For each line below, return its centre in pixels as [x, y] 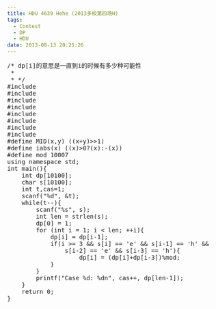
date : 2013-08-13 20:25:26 [45, 45]
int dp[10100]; [47, 175]
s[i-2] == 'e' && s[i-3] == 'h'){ [122, 251]
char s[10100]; [47, 182]
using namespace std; [43, 162]
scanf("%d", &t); [51, 196]
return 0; [38, 292]
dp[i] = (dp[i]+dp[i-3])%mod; [130, 257]
